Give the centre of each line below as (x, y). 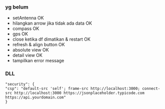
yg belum (17, 7)
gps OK (20, 34)
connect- (151, 88)
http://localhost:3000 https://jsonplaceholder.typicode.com (79, 93)
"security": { (20, 84)
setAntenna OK (28, 18)
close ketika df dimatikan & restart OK (51, 39)
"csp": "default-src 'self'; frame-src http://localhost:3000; (73, 88)
